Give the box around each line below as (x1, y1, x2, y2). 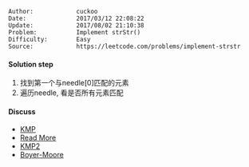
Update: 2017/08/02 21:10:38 (8, 22, 145, 30)
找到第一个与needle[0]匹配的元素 (19, 78, 129, 88)
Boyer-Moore (19, 150, 64, 160)
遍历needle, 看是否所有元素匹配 (19, 88, 124, 97)
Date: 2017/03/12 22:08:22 (8, 14, 145, 22)
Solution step (8, 59, 53, 69)
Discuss (8, 106, 36, 116)
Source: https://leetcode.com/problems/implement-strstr (8, 42, 241, 50)
